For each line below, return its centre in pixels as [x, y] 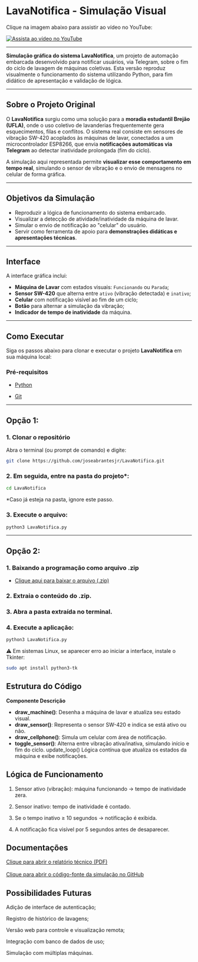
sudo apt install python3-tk [42, 668]
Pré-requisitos [27, 372]
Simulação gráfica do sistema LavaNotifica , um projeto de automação [92, 55]
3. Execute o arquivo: [37, 515]
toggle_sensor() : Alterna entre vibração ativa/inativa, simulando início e [102, 743]
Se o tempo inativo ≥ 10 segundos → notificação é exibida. [86, 817]
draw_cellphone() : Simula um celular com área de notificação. [90, 737]
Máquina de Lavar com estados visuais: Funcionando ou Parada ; [92, 287]
